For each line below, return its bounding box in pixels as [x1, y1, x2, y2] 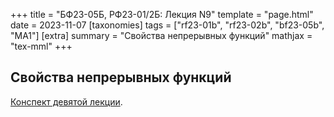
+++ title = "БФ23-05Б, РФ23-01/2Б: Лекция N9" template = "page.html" [10, 9, 314, 20]
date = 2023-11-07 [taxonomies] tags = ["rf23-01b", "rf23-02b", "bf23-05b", [10, 19, 325, 31]
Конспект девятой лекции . [10, 95, 123, 108]
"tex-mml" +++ [10, 40, 73, 52]
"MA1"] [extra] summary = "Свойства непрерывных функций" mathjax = [10, 30, 313, 41]
